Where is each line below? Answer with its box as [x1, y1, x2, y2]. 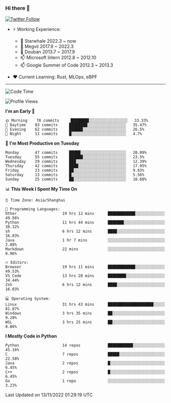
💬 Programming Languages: [5, 207, 60, 212]
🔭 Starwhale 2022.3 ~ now [20, 38, 76, 44]
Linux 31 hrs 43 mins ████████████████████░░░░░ [5, 302, 165, 307]
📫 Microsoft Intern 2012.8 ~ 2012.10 [20, 54, 97, 60]
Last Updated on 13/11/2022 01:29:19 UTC [5, 392, 93, 398]
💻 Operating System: [5, 296, 51, 301]
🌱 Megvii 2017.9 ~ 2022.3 [20, 43, 74, 50]
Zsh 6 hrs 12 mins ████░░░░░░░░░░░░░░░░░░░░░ [5, 282, 165, 288]
